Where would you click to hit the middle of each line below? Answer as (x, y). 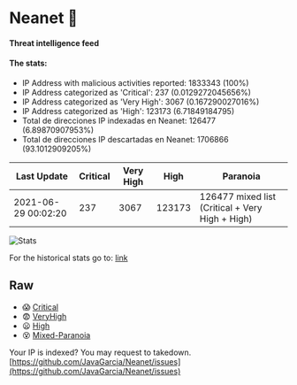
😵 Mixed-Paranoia (56, 335)
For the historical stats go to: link (69, 258)
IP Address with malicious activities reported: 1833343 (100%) (135, 82)
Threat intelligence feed (54, 42)
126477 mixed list (238, 196)
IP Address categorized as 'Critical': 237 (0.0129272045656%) (137, 92)
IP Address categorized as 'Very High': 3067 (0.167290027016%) (141, 102)
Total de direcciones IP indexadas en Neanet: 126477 (119, 120)
